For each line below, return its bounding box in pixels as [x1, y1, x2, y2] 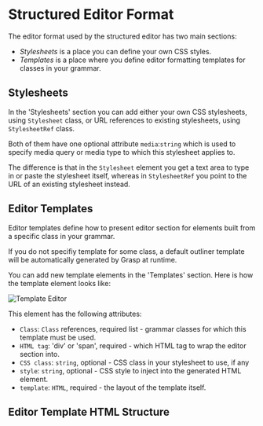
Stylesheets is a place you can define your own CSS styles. [19, 46, 212, 56]
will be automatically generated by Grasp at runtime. [8, 255, 177, 264]
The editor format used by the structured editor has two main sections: [8, 31, 237, 41]
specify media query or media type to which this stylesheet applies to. [8, 147, 236, 156]
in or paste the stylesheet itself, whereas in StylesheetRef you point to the [8, 171, 247, 180]
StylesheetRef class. [8, 123, 75, 133]
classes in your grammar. [19, 63, 101, 72]
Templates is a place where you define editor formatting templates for [19, 55, 246, 64]
